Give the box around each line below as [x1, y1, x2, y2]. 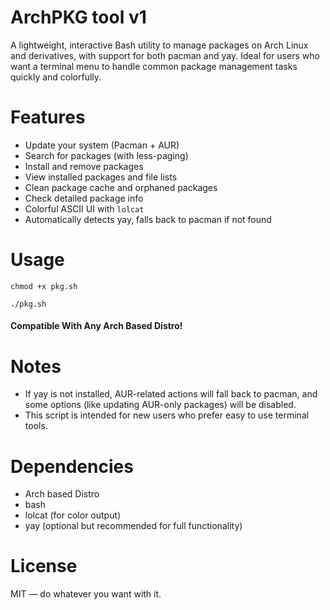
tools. [24, 420, 48, 432]
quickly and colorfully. [10, 71, 102, 83]
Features [10, 106, 86, 129]
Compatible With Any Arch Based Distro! [10, 320, 183, 332]
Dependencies [10, 455, 134, 478]
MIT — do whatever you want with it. [10, 588, 162, 600]
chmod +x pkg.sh [10, 281, 78, 291]
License [10, 555, 78, 578]
